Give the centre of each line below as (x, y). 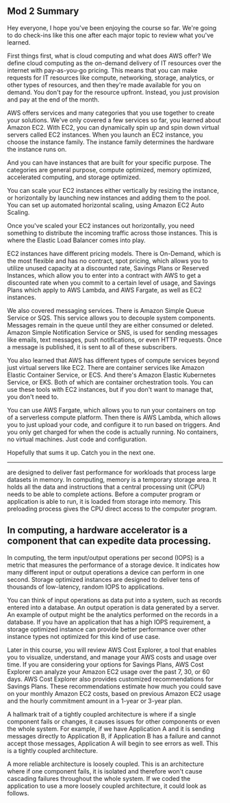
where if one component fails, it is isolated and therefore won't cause (105, 771)
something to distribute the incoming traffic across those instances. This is (112, 233)
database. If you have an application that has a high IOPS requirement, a (109, 622)
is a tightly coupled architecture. (52, 750)
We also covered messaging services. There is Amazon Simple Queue (106, 310)
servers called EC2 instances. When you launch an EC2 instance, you (105, 135)
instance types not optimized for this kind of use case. (84, 636)
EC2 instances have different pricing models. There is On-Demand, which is (114, 253)
